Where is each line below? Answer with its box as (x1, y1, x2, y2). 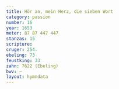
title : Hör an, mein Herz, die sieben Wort (6, 8, 114, 15)
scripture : (6, 42, 33, 47)
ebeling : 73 (6, 52, 35, 58)
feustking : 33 (6, 57, 41, 63)
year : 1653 (6, 25, 33, 31)
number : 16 (6, 19, 33, 25)
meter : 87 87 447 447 (6, 30, 59, 36)
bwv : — (6, 69, 22, 74)
